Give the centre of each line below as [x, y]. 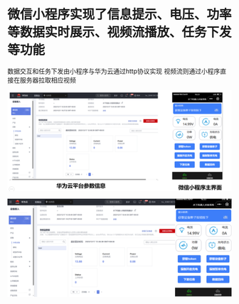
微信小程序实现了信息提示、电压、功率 [120, 15]
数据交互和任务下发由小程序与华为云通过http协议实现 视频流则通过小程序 [114, 71]
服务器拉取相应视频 [48, 80]
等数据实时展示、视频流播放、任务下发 [120, 32]
